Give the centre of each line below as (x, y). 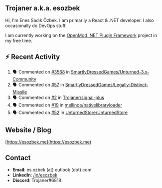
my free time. (19, 40)
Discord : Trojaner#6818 (37, 180)
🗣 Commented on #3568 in (41, 71)
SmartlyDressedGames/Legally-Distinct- (107, 84)
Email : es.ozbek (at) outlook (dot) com (52, 170)
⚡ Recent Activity (33, 57)
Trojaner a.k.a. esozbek (43, 8)
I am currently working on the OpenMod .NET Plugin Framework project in (81, 35)
